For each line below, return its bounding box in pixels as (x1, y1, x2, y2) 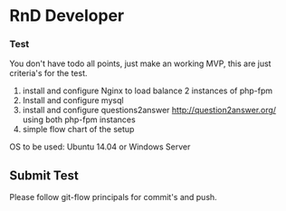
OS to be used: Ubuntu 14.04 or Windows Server (9, 141, 191, 152)
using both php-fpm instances (22, 114, 136, 125)
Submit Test (9, 168, 79, 183)
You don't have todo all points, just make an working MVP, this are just (9, 58, 272, 69)
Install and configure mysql (22, 95, 124, 106)
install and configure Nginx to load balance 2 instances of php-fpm (22, 85, 273, 96)
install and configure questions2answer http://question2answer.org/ (22, 105, 277, 116)
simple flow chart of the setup (22, 124, 135, 135)
